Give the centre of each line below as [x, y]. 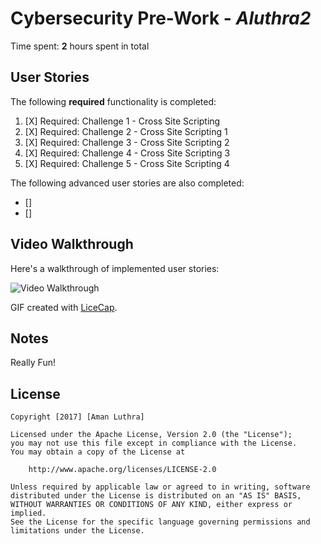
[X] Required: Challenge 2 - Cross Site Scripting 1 [126, 131]
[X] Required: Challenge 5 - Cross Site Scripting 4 [127, 163]
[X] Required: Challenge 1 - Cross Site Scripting [122, 121]
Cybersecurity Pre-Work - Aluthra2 [161, 18]
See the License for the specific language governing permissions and [160, 522]
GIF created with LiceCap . [64, 307]
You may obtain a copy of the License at [98, 452]
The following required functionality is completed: [113, 101]
